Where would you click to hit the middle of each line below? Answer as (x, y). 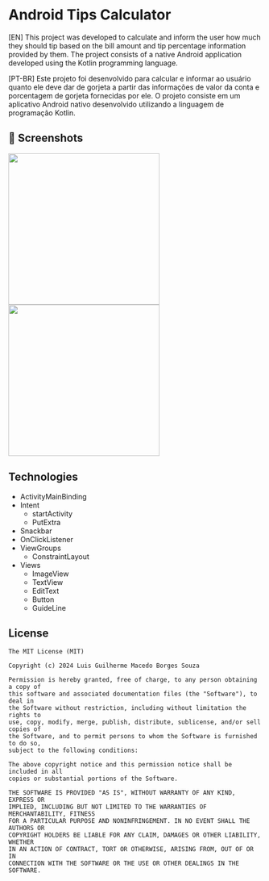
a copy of (25, 687)
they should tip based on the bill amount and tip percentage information (127, 45)
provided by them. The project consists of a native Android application (125, 54)
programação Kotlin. (42, 113)
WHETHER (21, 842)
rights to (25, 716)
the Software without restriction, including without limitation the (128, 708)
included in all (35, 772)
